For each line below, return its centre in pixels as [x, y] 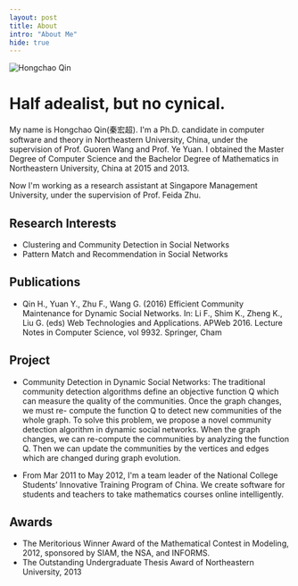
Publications [45, 282]
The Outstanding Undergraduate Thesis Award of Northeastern [138, 563]
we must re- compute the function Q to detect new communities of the [152, 410]
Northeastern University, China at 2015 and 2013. [99, 168]
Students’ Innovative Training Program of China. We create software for [153, 484]
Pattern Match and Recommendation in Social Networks [125, 254]
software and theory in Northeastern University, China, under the [128, 140]
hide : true [29, 42]
